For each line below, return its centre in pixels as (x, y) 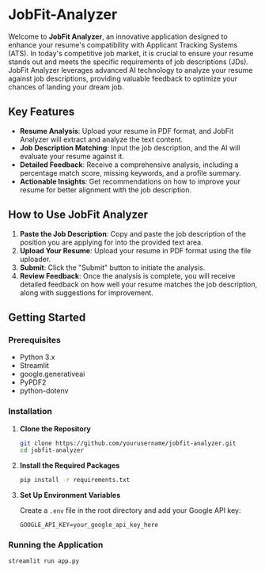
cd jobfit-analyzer (52, 450)
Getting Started (47, 317)
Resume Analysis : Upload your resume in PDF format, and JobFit (127, 131)
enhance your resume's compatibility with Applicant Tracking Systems (123, 44)
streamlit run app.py (44, 561)
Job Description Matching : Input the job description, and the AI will (130, 147)
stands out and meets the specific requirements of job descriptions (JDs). (129, 62)
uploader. (35, 259)
